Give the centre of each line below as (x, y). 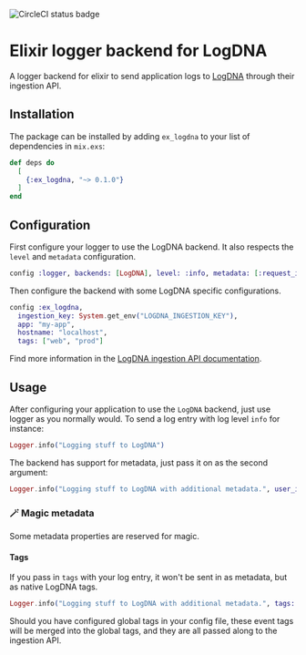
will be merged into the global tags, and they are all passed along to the (143, 631)
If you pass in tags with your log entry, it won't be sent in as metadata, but (148, 578)
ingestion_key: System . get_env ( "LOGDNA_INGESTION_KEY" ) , (128, 316)
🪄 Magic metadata (52, 513)
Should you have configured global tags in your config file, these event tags (152, 621)
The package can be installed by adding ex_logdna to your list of (130, 136)
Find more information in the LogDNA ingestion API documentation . (136, 359)
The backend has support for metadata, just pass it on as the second (139, 462)
